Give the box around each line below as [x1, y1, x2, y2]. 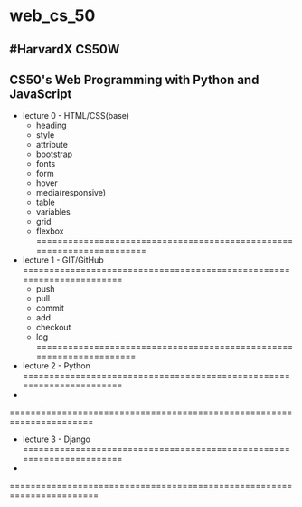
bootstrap [35, 148, 73, 159]
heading [35, 120, 67, 131]
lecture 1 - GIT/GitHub [22, 254, 104, 265]
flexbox [35, 225, 64, 236]
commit [35, 302, 65, 313]
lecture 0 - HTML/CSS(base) [22, 110, 129, 121]
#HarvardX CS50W [9, 42, 120, 57]
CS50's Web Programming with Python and [9, 72, 260, 87]
